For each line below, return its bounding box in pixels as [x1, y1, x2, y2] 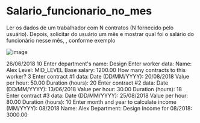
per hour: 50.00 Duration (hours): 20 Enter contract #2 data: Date [6, 79, 169, 86]
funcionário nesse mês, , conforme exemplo [6, 37, 116, 44]
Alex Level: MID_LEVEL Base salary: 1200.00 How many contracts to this [6, 66, 186, 73]
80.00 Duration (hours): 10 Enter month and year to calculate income [6, 98, 177, 106]
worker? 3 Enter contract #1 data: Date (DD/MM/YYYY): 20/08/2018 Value [6, 73, 190, 80]
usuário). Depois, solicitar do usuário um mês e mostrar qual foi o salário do [6, 30, 195, 37]
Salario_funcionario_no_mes [6, 4, 152, 18]
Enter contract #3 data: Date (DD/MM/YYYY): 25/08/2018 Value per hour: [6, 92, 189, 99]
